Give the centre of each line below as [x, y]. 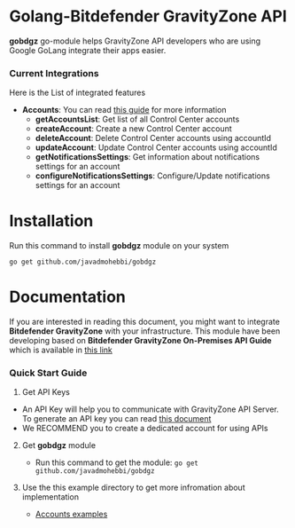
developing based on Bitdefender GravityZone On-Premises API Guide [140, 341]
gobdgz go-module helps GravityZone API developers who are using [135, 41]
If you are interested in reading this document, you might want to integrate [145, 322]
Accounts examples [71, 514]
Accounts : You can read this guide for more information [124, 110]
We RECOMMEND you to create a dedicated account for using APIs [145, 429]
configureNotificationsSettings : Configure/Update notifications [152, 176]
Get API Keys [46, 392]
